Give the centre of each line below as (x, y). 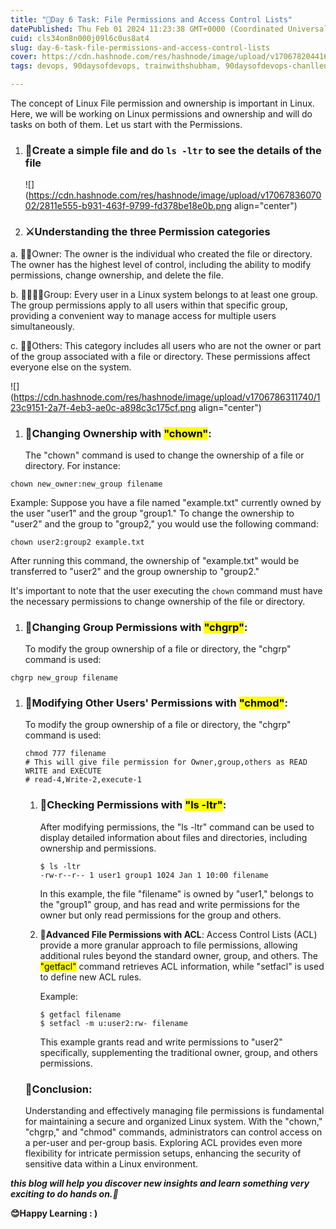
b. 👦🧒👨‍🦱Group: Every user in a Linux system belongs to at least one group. (164, 294)
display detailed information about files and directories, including (173, 837)
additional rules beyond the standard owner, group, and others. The (178, 955)
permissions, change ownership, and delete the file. (117, 275)
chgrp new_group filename (64, 678)
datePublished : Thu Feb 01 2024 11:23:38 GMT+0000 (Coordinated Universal (169, 29)
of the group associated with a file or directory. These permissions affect (160, 356)
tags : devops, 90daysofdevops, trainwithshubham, (116, 66)
